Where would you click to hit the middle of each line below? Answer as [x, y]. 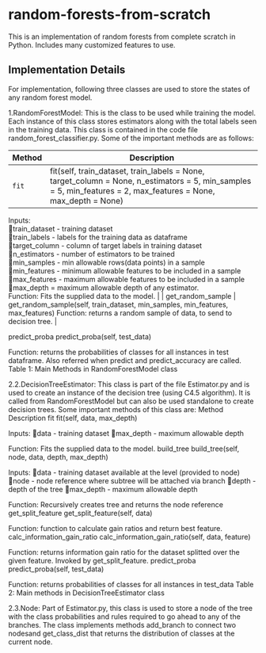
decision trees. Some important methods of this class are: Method [116, 409]
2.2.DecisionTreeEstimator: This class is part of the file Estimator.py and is [129, 384]
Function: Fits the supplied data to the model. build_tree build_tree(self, [124, 449]
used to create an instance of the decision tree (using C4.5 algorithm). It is [129, 392]
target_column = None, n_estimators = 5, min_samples [151, 181]
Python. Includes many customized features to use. [92, 44]
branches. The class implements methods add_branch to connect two [122, 624]
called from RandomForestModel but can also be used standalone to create [131, 401]
